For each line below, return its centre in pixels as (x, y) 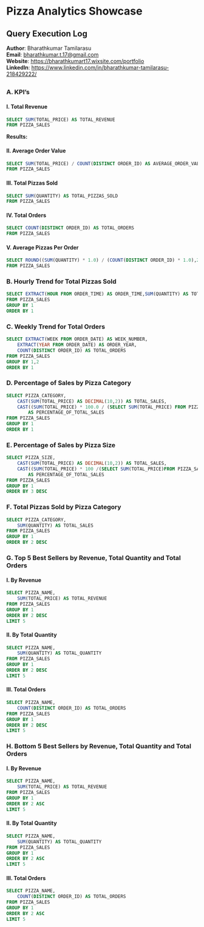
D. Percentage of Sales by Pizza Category (69, 383)
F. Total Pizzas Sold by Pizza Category (64, 507)
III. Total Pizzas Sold (32, 183)
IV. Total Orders (26, 215)
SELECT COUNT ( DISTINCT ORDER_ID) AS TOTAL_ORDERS (70, 228)
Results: (17, 137)
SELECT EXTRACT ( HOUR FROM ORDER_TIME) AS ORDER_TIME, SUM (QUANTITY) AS (97, 294)
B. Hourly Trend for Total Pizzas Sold (61, 282)
